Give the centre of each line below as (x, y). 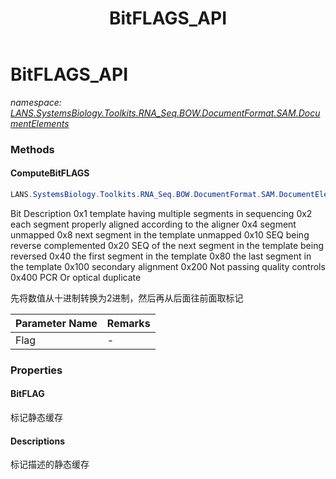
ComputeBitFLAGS (50, 173)
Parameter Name (56, 323)
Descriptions (37, 441)
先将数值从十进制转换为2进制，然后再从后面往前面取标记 (127, 298)
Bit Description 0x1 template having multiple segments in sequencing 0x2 (161, 213)
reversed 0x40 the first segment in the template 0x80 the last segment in (161, 256)
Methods (32, 149)
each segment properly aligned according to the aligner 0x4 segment (153, 224)
